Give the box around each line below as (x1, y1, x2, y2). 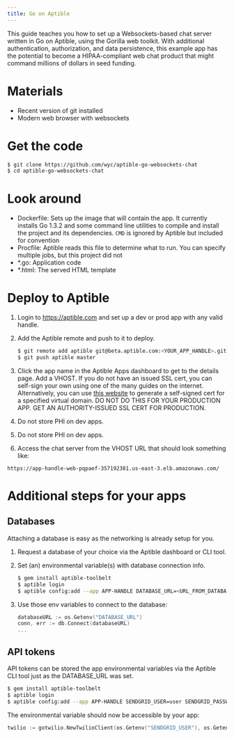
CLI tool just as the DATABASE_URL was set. (7, 671, 134, 680)
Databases (7, 516, 56, 528)
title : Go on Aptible (7, 10, 70, 17)
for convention (17, 236, 60, 244)
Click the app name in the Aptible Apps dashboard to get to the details (17, 366, 219, 375)
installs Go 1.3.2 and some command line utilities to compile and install (17, 221, 219, 230)
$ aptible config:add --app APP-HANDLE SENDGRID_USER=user (7, 698, 182, 705)
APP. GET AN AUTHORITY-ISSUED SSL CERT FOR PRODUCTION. (17, 403, 207, 411)
